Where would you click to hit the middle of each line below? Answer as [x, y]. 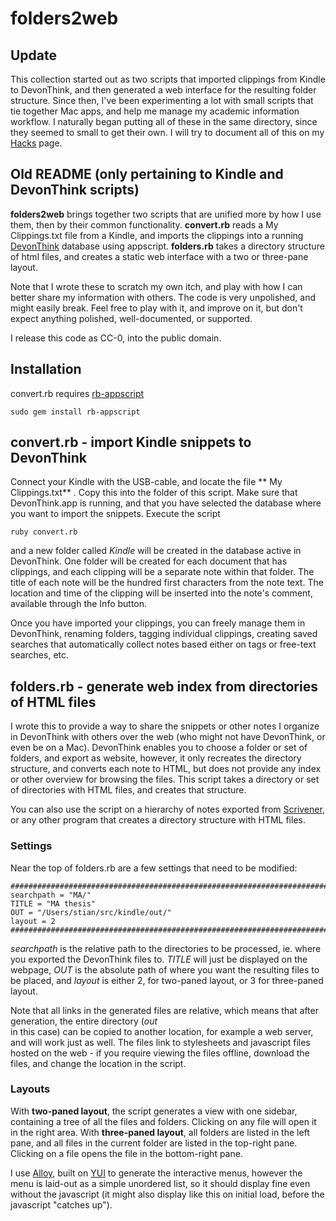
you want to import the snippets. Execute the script [115, 514]
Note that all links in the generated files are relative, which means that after [164, 1010]
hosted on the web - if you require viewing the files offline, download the [160, 1053]
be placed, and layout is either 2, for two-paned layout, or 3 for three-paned [167, 980]
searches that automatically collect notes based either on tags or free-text [163, 644]
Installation [46, 369]
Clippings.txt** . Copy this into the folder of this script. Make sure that [154, 493]
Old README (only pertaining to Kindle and [147, 174]
